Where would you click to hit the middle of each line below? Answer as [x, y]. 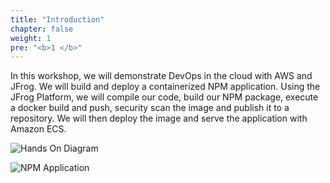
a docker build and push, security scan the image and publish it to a [150, 108]
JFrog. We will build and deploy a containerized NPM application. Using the [165, 87]
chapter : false [42, 29]
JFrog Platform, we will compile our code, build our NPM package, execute [164, 97]
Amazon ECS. [38, 129]
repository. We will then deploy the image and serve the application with [159, 118]
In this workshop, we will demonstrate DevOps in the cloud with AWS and [161, 76]
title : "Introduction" [57, 19]
